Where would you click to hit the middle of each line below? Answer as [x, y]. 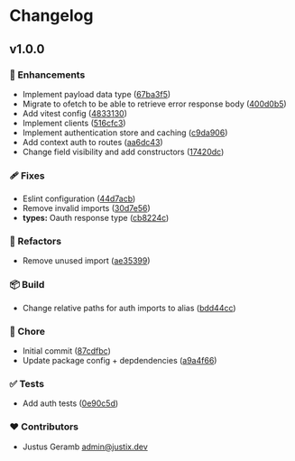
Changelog [51, 16]
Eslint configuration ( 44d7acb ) [79, 198]
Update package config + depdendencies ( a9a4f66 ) [120, 361]
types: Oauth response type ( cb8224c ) [96, 218]
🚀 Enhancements [47, 75]
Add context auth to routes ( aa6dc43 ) [93, 142]
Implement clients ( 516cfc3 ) [74, 123]
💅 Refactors [35, 242]
